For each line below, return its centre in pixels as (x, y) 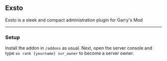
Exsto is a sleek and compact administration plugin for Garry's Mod (74, 20)
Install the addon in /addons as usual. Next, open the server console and (79, 48)
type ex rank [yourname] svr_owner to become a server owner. (70, 53)
